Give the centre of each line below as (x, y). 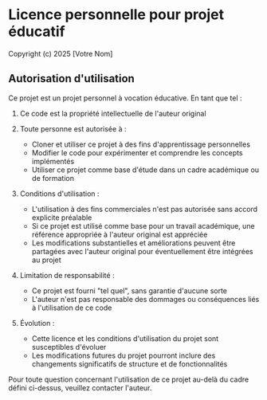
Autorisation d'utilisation (72, 78)
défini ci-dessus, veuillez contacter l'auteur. (80, 387)
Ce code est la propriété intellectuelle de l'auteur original (113, 113)
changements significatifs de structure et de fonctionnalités (130, 363)
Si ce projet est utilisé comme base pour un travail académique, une (143, 225)
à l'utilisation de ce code (72, 308)
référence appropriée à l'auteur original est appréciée (120, 234)
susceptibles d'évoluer (69, 347)
